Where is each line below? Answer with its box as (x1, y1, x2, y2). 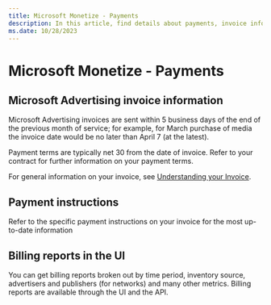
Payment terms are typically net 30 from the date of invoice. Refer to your (8, 148, 253, 157)
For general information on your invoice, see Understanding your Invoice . (8, 172, 252, 182)
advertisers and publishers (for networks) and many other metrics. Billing (8, 279, 252, 288)
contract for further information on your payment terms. (8, 157, 194, 166)
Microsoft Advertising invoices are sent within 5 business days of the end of (8, 115, 261, 125)
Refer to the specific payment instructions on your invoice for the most (8, 217, 244, 227)
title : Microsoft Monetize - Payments (8, 11, 139, 20)
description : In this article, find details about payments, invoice (8, 19, 248, 27)
